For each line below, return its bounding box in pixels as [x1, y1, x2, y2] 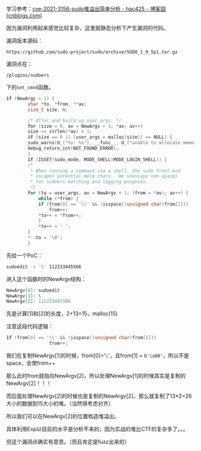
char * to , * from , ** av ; [28, 101, 87, 107]
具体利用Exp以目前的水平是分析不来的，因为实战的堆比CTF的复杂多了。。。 [6, 425, 188, 432]
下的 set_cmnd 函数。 [6, 83, 54, 91]
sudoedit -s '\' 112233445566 [6, 263, 82, 270]
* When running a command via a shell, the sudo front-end [30, 167, 181, 174]
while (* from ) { [38, 196, 79, 202]
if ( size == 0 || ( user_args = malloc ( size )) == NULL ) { [28, 134, 173, 140]
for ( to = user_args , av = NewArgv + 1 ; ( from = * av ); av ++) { [28, 190, 189, 196]
